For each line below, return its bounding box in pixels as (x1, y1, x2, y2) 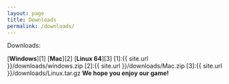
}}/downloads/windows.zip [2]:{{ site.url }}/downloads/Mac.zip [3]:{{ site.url (7, 62, 223, 70)
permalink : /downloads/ (7, 23, 75, 29)
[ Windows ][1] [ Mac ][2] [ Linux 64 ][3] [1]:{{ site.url (7, 55, 149, 63)
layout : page (7, 10, 45, 17)
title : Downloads (7, 16, 57, 23)
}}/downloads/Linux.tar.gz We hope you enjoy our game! (7, 69, 169, 77)
